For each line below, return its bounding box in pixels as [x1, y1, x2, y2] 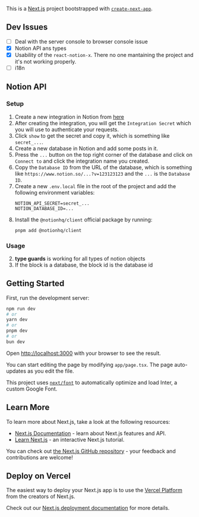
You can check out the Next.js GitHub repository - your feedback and [6, 448, 176, 455]
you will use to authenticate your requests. [14, 126, 119, 133]
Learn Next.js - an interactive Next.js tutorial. [14, 436, 125, 443]
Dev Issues [6, 22, 48, 32]
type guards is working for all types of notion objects [14, 255, 146, 262]
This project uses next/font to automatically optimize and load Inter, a [6, 379, 178, 386]
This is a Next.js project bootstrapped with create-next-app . [6, 5, 153, 12]
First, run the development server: [6, 294, 90, 302]
